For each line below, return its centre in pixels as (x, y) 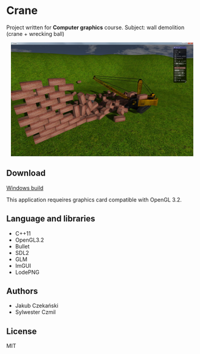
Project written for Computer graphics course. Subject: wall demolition (95, 27)
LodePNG (27, 272)
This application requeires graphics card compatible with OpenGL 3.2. (94, 199)
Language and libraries (51, 219)
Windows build (25, 188)
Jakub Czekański (37, 306)
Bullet (22, 246)
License (22, 331)
